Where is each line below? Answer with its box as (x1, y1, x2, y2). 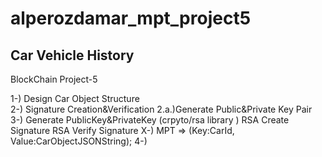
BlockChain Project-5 (10, 73, 98, 85)
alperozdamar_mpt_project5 (10, 7, 252, 30)
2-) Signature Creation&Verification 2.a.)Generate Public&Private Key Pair (10, 103, 313, 115)
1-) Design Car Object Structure (10, 93, 140, 104)
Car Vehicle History (10, 47, 135, 64)
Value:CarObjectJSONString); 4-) (10, 135, 148, 147)
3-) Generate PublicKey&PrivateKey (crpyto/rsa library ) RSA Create (10, 114, 290, 126)
